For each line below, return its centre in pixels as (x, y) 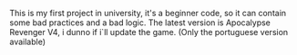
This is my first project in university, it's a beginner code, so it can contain (148, 13)
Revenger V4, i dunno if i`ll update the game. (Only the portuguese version (149, 32)
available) (28, 41)
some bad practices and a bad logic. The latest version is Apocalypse (140, 23)
